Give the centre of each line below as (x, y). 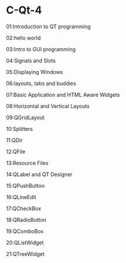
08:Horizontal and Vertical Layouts (48, 106)
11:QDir (14, 140)
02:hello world (23, 38)
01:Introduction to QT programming (48, 26)
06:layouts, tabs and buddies (41, 83)
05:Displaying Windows (35, 72)
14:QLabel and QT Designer (39, 174)
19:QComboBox (25, 231)
